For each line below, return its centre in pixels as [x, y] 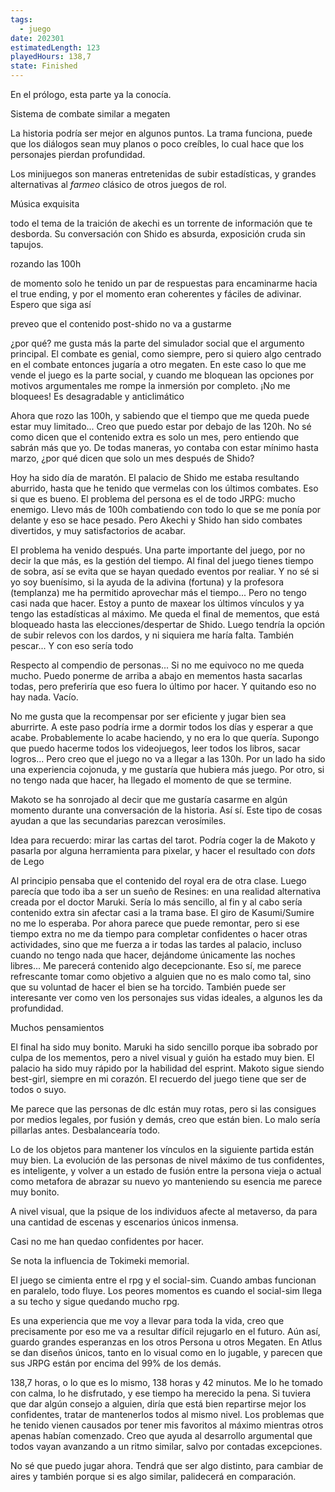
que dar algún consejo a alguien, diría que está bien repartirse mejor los [158, 1404]
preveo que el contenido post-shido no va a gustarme [121, 324]
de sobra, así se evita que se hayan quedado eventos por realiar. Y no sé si [165, 571]
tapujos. [27, 244]
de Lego [27, 861]
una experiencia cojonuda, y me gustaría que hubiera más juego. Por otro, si [167, 769]
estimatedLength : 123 [55, 47]
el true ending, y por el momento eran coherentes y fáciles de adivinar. [156, 294]
